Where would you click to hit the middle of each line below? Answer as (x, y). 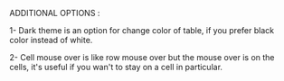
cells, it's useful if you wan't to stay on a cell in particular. (116, 67)
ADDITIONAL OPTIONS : (55, 13)
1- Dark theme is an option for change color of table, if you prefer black (142, 30)
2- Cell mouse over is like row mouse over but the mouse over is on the (142, 57)
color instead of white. (51, 40)
